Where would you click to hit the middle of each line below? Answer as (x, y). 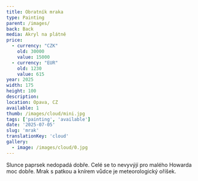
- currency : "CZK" (35, 46)
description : (23, 97)
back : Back (20, 29)
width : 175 (20, 86)
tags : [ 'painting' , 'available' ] (48, 119)
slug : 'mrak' (23, 131)
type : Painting (25, 18)
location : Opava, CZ (32, 102)
